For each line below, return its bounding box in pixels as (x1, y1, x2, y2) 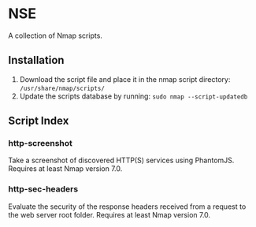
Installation (8, 54, 65, 67)
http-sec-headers (8, 184, 79, 195)
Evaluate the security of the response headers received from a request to (8, 202, 247, 211)
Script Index (8, 114, 69, 128)
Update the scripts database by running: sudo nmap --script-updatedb (19, 91, 248, 101)
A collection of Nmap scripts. (8, 31, 102, 40)
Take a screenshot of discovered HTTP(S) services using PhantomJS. (8, 155, 235, 166)
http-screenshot (8, 138, 73, 149)
